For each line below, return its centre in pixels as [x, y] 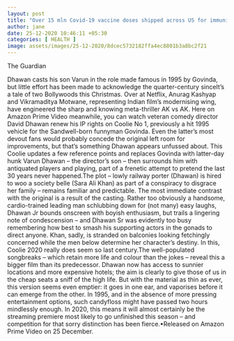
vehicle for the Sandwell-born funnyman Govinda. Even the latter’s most [110, 131]
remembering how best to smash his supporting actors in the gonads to [110, 228]
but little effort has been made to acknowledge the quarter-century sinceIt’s [116, 87]
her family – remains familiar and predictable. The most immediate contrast [115, 190]
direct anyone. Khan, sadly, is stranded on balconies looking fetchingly [109, 235]
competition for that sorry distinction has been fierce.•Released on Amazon [116, 324]
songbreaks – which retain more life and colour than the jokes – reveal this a [116, 257]
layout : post [26, 14]
